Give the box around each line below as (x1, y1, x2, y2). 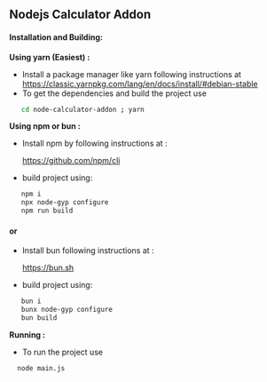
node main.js (17, 363, 66, 372)
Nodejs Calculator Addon (9, 7, 152, 22)
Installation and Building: (9, 31, 104, 43)
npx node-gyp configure (20, 198, 109, 207)
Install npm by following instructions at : (21, 138, 168, 149)
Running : (9, 329, 46, 340)
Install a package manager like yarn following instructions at (21, 68, 242, 79)
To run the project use (21, 346, 104, 357)
